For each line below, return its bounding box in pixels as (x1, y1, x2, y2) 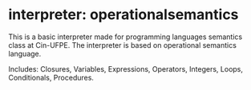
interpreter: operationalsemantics (8, 6, 239, 24)
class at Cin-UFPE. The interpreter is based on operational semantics (8, 40, 237, 49)
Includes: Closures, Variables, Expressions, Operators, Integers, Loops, (8, 64, 243, 73)
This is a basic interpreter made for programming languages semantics (8, 32, 243, 41)
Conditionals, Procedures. (8, 72, 95, 82)
